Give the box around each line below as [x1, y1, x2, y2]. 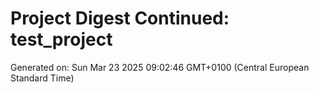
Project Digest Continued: [10, 7, 230, 30]
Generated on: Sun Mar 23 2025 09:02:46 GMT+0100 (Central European [10, 61, 310, 73]
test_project [10, 28, 113, 51]
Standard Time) [10, 72, 75, 84]
